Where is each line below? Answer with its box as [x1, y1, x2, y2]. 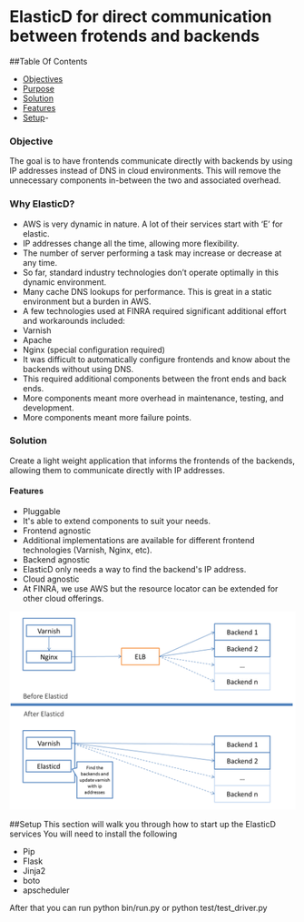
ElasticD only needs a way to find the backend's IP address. [22, 564, 247, 575]
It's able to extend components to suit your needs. [22, 516, 211, 527]
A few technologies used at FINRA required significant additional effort [22, 305, 287, 316]
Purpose [22, 83, 55, 94]
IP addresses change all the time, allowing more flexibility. [22, 238, 240, 248]
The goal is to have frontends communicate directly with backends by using [9, 156, 293, 167]
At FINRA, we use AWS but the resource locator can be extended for [22, 583, 279, 594]
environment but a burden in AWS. [22, 296, 152, 307]
